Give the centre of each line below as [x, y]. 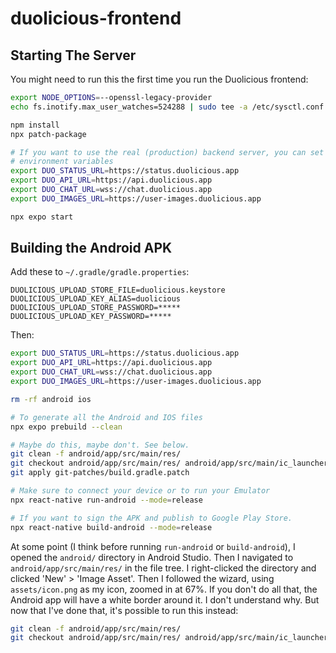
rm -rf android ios [51, 399]
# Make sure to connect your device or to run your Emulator [140, 491]
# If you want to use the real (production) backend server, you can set [167, 152]
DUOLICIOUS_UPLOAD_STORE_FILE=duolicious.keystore [118, 290]
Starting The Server [73, 55]
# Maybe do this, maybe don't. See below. [100, 445]
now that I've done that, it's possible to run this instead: [124, 610]
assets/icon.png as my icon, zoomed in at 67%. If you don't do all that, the [164, 589]
